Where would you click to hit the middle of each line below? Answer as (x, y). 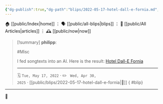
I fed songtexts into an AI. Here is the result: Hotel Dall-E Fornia (80, 61)
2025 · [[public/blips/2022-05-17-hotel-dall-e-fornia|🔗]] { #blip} (80, 82)
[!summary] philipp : (37, 42)
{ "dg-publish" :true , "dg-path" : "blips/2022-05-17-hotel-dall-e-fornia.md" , (82, 9)
